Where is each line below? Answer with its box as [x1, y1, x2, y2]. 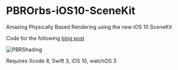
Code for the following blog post [6, 34, 85, 41]
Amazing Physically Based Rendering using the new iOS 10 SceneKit [6, 23, 172, 30]
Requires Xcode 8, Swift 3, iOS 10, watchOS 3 [6, 57, 117, 64]
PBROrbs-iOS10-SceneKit [6, 4, 136, 17]
